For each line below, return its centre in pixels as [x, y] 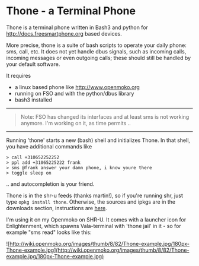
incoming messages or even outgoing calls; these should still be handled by [99, 58]
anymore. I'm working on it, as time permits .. [76, 123]
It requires [19, 75]
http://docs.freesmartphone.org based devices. [64, 33]
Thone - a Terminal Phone [71, 11]
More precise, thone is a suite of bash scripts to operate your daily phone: [96, 45]
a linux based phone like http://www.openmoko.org [77, 87]
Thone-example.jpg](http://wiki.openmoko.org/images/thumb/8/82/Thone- [98, 250]
